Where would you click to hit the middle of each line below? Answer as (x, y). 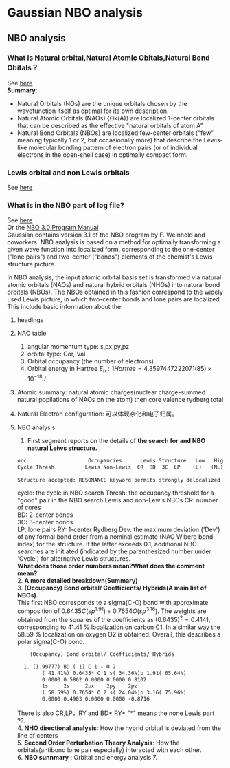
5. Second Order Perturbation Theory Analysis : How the (98, 743)
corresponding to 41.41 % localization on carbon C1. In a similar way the (119, 627)
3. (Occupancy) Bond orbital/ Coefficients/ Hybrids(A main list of (112, 588)
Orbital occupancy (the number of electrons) (91, 361)
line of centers (37, 735)
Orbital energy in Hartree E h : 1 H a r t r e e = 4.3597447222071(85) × (119, 370)
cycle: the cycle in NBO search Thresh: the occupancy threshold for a (115, 493)
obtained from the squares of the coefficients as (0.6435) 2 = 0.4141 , (114, 619)
